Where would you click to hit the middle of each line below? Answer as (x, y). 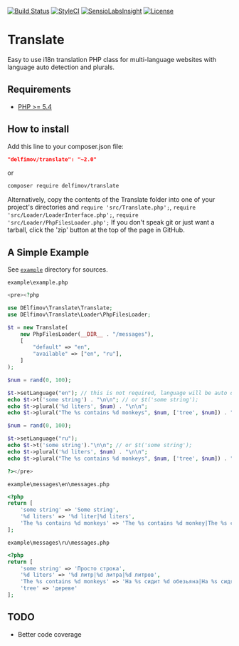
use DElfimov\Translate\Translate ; (60, 308)
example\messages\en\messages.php (59, 484)
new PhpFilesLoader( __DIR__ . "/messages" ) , (87, 334)
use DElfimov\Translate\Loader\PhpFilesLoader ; (79, 314)
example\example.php (38, 283)
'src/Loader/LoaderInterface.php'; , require (73, 215)
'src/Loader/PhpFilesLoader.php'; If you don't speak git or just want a (111, 222)
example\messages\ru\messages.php (59, 543)
